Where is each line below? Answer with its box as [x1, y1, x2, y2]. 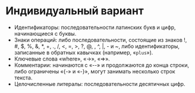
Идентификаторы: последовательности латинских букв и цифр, [14, 24, 176, 31]
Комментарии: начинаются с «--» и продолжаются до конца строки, [14, 61, 190, 69]
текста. [14, 74, 33, 81]
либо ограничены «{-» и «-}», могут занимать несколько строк [14, 68, 176, 75]
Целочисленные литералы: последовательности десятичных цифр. [14, 80, 185, 87]
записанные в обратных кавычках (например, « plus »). [14, 49, 153, 56]
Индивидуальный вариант [5, 4, 144, 18]
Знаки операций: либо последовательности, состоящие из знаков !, [14, 36, 187, 43]
